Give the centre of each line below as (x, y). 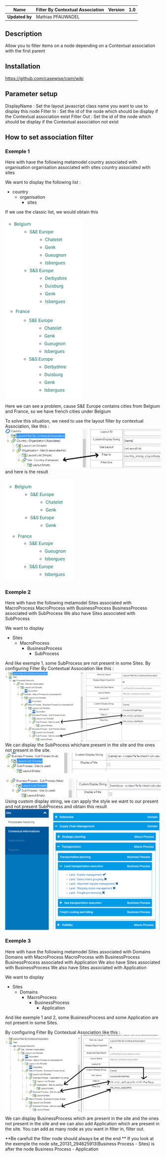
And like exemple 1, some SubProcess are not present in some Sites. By (78, 663)
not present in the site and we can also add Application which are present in (82, 1124)
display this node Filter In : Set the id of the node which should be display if (82, 111)
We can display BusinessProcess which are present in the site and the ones (82, 1118)
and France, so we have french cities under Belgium (58, 411)
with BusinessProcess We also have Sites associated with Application (76, 967)
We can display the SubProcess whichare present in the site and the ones (80, 745)
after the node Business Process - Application (52, 1149)
